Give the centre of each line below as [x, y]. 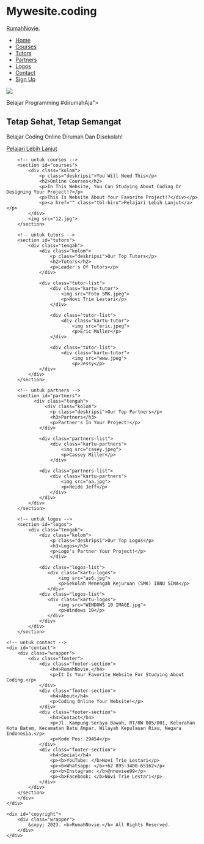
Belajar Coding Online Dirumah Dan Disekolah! [65, 137]
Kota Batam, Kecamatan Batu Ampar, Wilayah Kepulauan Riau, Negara [94, 728]
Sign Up [25, 79]
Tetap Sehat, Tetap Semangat [64, 122]
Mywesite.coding [52, 11]
